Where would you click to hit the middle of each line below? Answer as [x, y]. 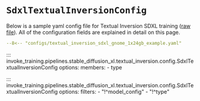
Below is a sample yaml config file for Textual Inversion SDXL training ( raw [98, 26]
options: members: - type [91, 67]
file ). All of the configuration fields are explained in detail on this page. [93, 32]
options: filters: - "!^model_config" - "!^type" [114, 91]
